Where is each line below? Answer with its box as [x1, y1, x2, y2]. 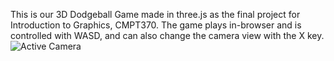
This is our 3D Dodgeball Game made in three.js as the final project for [10, 9, 301, 20]
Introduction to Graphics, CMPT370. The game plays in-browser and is [10, 19, 302, 31]
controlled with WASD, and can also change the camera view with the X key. [10, 30, 325, 41]
